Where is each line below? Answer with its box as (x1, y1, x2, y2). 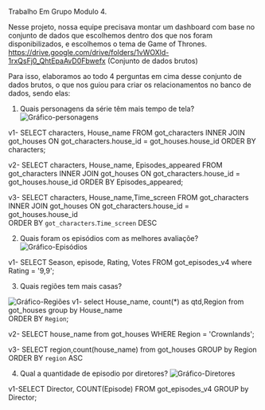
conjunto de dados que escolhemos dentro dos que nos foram (8, 31, 213, 40)
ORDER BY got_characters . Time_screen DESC (8, 219, 158, 227)
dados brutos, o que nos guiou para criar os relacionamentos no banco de (8, 80, 252, 89)
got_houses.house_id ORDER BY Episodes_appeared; (8, 177, 184, 187)
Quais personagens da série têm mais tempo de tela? (19, 104, 195, 113)
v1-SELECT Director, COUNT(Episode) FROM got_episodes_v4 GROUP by (8, 384, 249, 393)
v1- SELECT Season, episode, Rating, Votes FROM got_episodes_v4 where (8, 258, 252, 266)
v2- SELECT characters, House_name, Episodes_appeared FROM (8, 160, 223, 170)
